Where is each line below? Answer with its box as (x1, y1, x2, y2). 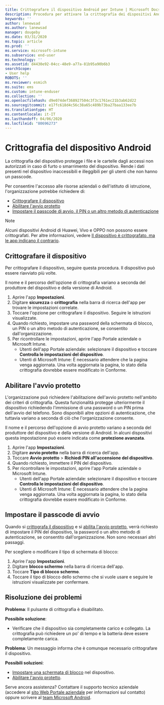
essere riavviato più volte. (5, 270, 57, 276)
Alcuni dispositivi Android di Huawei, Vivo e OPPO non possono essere (5, 227, 148, 233)
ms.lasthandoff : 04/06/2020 (5, 116, 62, 121)
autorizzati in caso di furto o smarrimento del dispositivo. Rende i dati (5, 164, 145, 169)
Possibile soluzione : (5, 615, 47, 622)
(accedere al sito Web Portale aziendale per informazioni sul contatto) (5, 689, 145, 695)
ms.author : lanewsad (5, 25, 47, 30)
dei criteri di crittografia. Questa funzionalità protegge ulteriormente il (5, 399, 145, 405)
